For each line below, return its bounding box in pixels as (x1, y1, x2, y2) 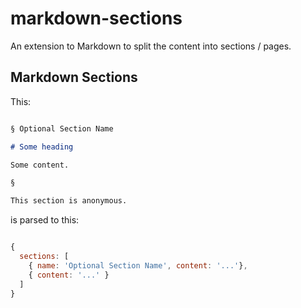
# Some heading (10, 142, 74, 152)
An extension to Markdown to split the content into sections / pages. (10, 40, 292, 52)
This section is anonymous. (10, 196, 128, 206)
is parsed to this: (10, 214, 80, 226)
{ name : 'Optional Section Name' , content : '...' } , (28, 260, 248, 271)
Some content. (10, 160, 70, 170)
